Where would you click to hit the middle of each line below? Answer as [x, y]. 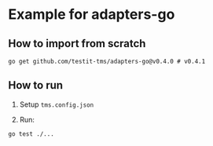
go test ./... [31, 134]
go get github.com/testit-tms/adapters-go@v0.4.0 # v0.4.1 [107, 61]
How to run [36, 85]
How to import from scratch [77, 44]
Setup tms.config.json [57, 104]
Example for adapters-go [92, 15]
